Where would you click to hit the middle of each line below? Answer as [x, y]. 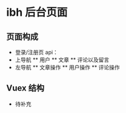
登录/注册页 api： [37, 52]
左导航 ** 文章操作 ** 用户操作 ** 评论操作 [67, 67]
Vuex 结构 [25, 88]
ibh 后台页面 [37, 12]
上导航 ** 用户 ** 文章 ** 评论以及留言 [62, 60]
